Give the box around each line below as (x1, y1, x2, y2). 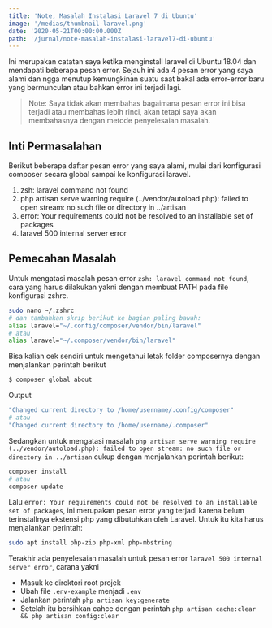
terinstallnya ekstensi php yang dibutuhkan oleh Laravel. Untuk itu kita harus (8, 514, 264, 524)
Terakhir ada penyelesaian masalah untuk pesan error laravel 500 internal (8, 553, 263, 563)
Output (8, 391, 32, 401)
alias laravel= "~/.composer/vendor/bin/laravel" (8, 336, 176, 345)
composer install (8, 467, 67, 475)
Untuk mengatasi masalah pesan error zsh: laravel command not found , (8, 273, 249, 283)
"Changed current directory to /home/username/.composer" (8, 421, 209, 429)
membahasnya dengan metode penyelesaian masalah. (28, 115, 211, 126)
